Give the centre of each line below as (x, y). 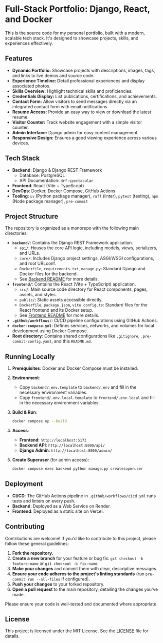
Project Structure (32, 216)
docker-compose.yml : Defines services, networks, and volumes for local (83, 326)
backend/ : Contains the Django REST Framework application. (72, 243)
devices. (21, 143)
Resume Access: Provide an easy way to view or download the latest (82, 112)
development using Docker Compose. (50, 331)
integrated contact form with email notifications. (60, 106)
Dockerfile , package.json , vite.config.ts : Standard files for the (83, 305)
